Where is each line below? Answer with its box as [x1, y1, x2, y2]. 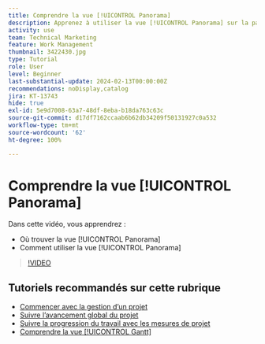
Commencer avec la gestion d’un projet [19, 302, 148, 312]
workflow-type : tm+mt [8, 121, 80, 129]
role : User [8, 63, 44, 71]
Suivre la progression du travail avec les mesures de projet [19, 319, 211, 328]
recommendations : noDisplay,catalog [8, 84, 129, 93]
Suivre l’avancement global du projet [19, 310, 139, 320]
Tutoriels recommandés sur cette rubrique [8, 281, 221, 294]
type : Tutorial [8, 56, 58, 64]
